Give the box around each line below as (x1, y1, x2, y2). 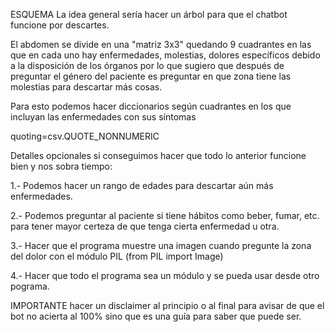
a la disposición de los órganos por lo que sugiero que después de (10, 60, 285, 71)
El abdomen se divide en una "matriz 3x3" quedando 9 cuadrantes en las (10, 39, 312, 50)
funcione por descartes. (10, 19, 110, 31)
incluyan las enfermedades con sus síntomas (10, 111, 197, 123)
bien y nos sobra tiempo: (10, 160, 113, 172)
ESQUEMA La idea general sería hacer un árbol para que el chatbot (10, 9, 288, 20)
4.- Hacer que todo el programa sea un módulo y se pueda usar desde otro (10, 270, 320, 281)
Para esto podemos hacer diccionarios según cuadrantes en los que (10, 100, 292, 112)
